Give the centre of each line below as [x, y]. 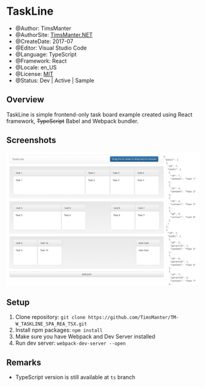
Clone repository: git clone [50, 317]
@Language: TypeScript [46, 54]
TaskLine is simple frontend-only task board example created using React [99, 114]
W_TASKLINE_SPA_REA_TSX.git [51, 324]
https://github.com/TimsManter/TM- [133, 318]
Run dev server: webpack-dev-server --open [70, 343]
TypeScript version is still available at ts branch [75, 377]
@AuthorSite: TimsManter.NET [54, 34]
